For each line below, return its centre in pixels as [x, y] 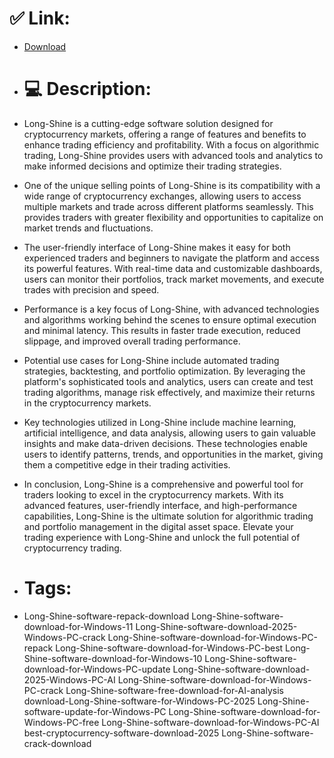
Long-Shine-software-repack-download [106, 616]
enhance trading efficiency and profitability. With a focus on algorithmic [171, 144]
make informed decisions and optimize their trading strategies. [152, 166]
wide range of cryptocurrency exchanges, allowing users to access [162, 196]
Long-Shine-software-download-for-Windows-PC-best [169, 648]
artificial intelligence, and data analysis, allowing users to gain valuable [169, 433]
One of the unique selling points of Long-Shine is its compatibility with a [172, 185]
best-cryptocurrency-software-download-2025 [121, 733]
